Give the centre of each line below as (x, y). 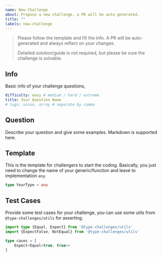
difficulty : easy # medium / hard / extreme (52, 95)
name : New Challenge (27, 10)
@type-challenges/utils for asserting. (44, 218)
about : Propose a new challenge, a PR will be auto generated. (72, 14)
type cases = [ (21, 240)
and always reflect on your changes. (77, 43)
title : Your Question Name (33, 100)
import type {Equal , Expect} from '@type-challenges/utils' (69, 227)
